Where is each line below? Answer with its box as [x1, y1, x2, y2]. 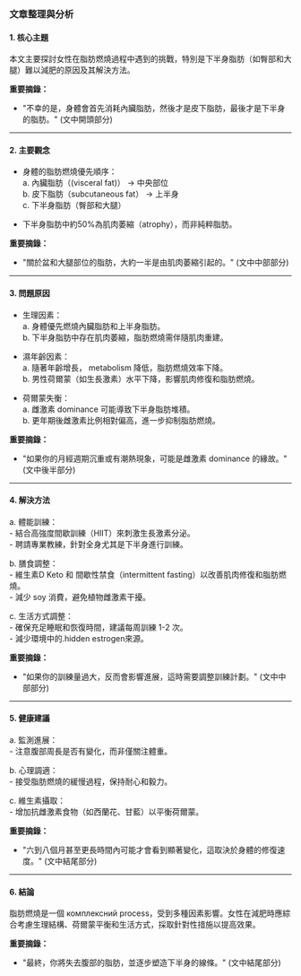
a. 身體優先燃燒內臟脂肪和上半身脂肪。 [21, 320, 166, 331]
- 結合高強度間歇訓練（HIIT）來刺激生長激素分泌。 [9, 527, 195, 538]
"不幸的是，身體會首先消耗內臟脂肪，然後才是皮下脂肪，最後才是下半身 [21, 103, 286, 114]
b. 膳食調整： [9, 558, 58, 569]
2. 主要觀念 [9, 144, 51, 155]
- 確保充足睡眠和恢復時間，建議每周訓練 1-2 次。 [9, 622, 188, 632]
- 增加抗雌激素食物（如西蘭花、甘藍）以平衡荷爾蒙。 [9, 806, 204, 817]
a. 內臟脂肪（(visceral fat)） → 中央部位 [21, 178, 168, 188]
